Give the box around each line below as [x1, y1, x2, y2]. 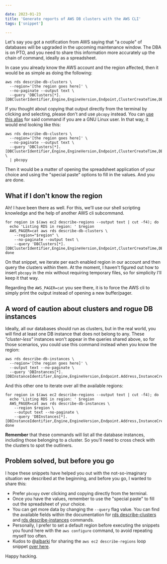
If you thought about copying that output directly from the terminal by [5, 106, 148, 112]
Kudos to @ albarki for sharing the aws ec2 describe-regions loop [12, 538, 146, 544]
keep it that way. [5, 275, 39, 281]
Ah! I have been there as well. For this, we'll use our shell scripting [5, 205, 141, 211]
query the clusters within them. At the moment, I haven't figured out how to [5, 264, 159, 270]
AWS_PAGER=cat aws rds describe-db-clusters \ [9, 228, 108, 234]
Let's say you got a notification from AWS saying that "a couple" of [5, 39, 142, 45]
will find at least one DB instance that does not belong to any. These [5, 331, 145, 337]
